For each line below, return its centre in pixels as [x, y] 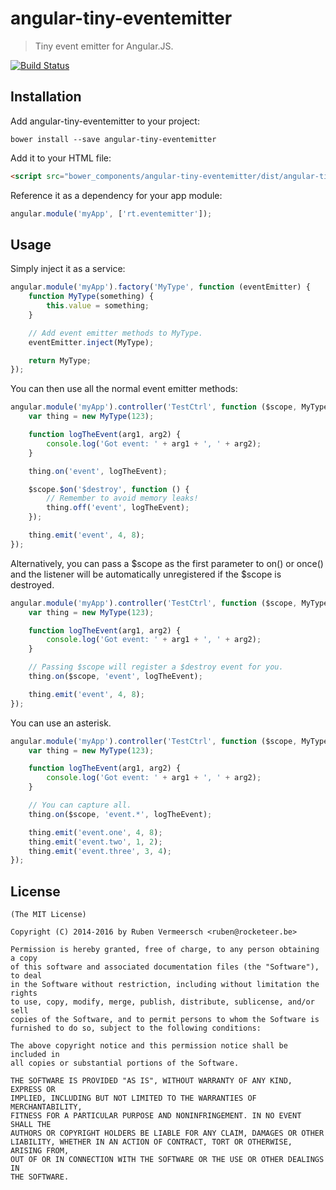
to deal [26, 976]
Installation [46, 97]
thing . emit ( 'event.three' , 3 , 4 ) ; [100, 851]
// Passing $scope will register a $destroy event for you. [156, 667]
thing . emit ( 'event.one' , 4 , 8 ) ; [95, 832]
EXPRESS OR [33, 1090]
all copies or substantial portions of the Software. [125, 1063]
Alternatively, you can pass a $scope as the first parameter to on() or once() [167, 563]
